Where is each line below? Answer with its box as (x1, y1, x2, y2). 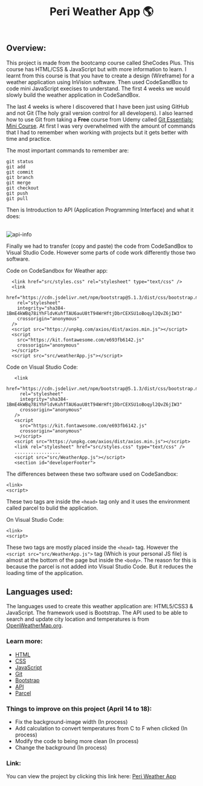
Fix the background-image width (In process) (14, 718, 128, 726)
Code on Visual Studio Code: (6, 363, 79, 371)
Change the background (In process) (14, 744, 108, 752)
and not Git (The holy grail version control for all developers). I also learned (6, 109, 193, 117)
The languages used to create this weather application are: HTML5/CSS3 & (6, 603, 193, 610)
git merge (6, 180, 31, 186)
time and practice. (6, 135, 51, 142)
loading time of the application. (6, 569, 83, 576)
